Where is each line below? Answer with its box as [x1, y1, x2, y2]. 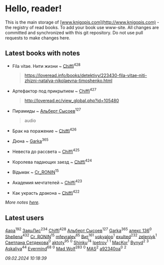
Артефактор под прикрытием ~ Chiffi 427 [12, 87, 97, 94]
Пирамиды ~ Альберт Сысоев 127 [12, 107, 81, 114]
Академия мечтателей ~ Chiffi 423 [12, 179, 82, 185]
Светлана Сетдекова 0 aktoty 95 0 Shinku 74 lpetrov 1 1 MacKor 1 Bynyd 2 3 [5, 239, 149, 246]
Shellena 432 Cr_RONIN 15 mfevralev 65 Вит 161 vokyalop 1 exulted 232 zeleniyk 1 [5, 233, 157, 239]
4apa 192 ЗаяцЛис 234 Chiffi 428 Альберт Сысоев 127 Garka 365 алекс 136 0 [5, 227, 152, 234]
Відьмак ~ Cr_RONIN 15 [12, 168, 59, 175]
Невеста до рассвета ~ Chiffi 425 [12, 148, 80, 154]
